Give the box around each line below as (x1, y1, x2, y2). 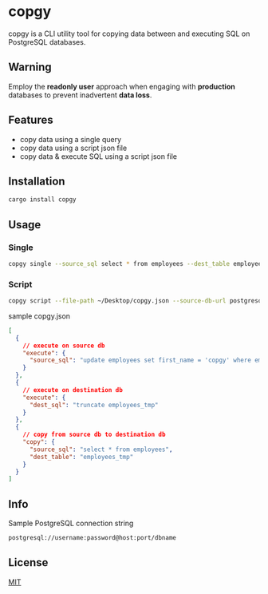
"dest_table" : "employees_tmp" (29, 453, 134, 461)
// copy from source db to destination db (22, 430, 166, 439)
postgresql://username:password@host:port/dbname (8, 534, 177, 542)
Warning (8, 61, 52, 74)
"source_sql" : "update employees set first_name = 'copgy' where (29, 356, 251, 365)
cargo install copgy (8, 196, 77, 204)
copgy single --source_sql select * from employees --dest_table (8, 259, 230, 267)
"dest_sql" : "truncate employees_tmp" (29, 401, 159, 409)
